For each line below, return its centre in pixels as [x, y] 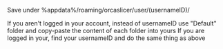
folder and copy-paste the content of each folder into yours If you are [106, 31]
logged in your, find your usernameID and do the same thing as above [106, 38]
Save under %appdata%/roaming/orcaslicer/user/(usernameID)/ [98, 10]
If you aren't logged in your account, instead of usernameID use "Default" [112, 23]
